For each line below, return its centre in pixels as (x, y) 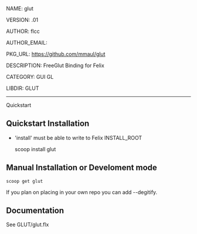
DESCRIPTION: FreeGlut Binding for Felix (55, 65)
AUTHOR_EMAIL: (27, 43)
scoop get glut (25, 181)
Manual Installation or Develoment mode (81, 168)
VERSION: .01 (22, 20)
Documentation (35, 211)
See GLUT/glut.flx (28, 225)
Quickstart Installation (48, 124)
